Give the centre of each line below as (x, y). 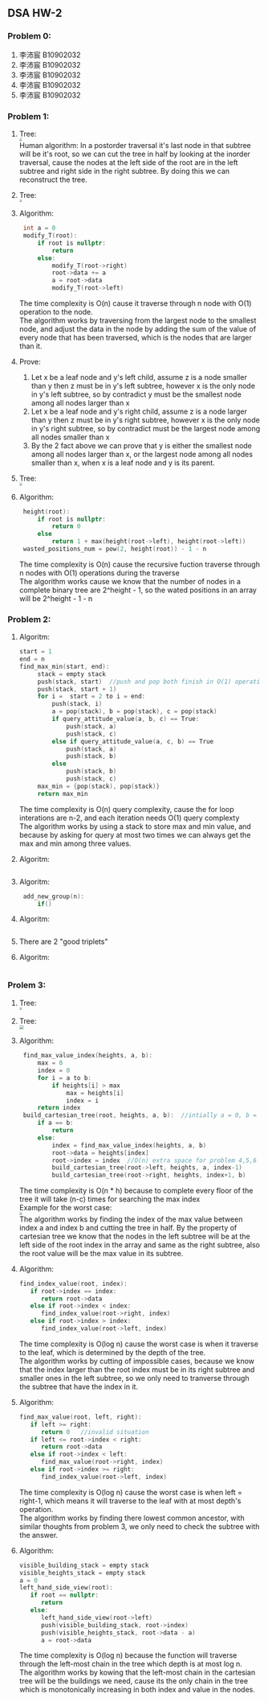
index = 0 (54, 1071)
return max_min (63, 793)
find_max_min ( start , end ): (64, 666)
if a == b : (55, 1123)
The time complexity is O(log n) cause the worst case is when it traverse (138, 1344)
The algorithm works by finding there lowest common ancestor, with (132, 1518)
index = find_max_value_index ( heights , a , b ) (129, 1145)
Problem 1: (28, 116)
